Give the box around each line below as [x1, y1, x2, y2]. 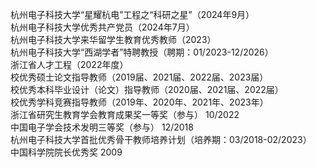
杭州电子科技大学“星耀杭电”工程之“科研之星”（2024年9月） [10, 9, 255, 20]
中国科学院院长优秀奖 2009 [10, 146, 123, 158]
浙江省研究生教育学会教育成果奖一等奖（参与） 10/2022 [10, 109, 240, 120]
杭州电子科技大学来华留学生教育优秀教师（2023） [10, 34, 217, 45]
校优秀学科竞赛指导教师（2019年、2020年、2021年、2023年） [10, 96, 269, 108]
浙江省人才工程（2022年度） [10, 59, 129, 70]
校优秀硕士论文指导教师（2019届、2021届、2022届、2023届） [10, 71, 269, 83]
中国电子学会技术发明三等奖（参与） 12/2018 [10, 121, 194, 133]
